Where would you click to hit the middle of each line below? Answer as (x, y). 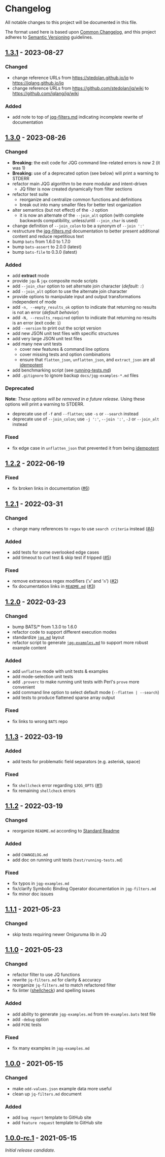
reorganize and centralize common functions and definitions (81, 199)
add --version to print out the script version (57, 328)
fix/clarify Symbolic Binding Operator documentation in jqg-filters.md (84, 889)
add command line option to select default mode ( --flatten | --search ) (86, 693)
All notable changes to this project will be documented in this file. (71, 22)
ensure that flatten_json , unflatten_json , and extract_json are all (87, 360)
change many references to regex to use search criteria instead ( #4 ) (83, 529)
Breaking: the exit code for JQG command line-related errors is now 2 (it (86, 162)
